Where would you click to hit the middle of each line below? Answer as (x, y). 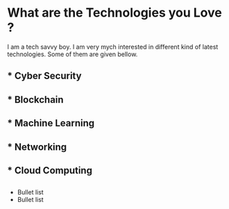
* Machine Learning (51, 123)
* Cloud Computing (50, 170)
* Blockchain (35, 100)
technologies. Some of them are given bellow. (73, 54)
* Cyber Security (44, 76)
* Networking (37, 147)
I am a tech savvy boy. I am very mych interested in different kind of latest (113, 47)
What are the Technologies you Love (114, 13)
